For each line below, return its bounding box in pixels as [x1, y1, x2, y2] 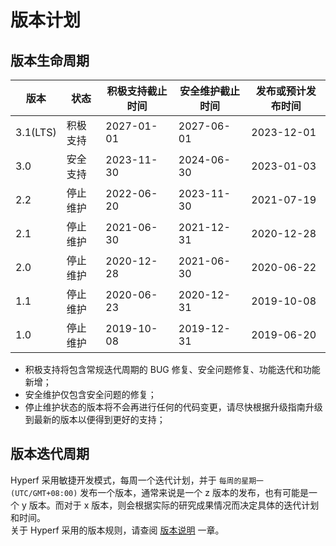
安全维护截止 [179, 84, 241, 98]
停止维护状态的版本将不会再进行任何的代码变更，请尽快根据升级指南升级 [24, 401, 323, 413]
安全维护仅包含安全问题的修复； [24, 389, 157, 400]
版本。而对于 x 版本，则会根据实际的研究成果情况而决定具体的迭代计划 [28, 499, 320, 511]
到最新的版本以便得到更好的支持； [24, 414, 166, 425]
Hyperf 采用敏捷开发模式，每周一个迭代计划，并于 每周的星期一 [10, 474, 264, 486]
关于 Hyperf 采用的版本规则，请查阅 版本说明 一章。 [10, 524, 225, 536]
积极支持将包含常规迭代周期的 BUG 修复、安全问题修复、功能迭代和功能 [24, 364, 321, 375]
